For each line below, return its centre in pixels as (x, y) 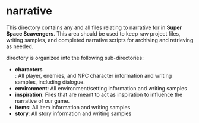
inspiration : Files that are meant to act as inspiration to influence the (99, 94)
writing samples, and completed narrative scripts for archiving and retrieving (100, 40)
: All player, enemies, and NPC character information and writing (93, 75)
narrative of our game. (42, 101)
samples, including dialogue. (50, 82)
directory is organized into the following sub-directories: (75, 58)
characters (29, 69)
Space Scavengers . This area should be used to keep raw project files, (93, 33)
